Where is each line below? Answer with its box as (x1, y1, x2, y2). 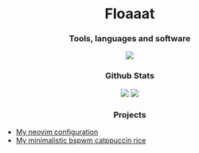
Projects (113, 109, 146, 120)
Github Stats (104, 71, 155, 82)
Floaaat (104, 5, 155, 23)
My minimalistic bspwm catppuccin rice (15, 136, 146, 145)
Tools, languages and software (68, 33, 191, 44)
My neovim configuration (15, 128, 99, 137)
